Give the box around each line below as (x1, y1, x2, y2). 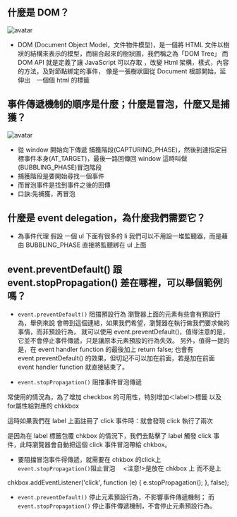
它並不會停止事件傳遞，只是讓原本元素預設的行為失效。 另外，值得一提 (17, 336, 224, 345)
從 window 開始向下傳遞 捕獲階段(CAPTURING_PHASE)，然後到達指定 (17, 145, 221, 154)
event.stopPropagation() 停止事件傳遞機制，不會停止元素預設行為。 (17, 501, 217, 510)
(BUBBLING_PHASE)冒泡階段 (17, 163, 102, 171)
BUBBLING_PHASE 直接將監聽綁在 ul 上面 (25, 241, 147, 249)
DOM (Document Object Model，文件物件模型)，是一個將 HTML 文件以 (17, 40, 224, 49)
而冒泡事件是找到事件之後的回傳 (17, 181, 111, 189)
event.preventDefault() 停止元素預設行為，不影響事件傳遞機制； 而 (17, 493, 215, 501)
